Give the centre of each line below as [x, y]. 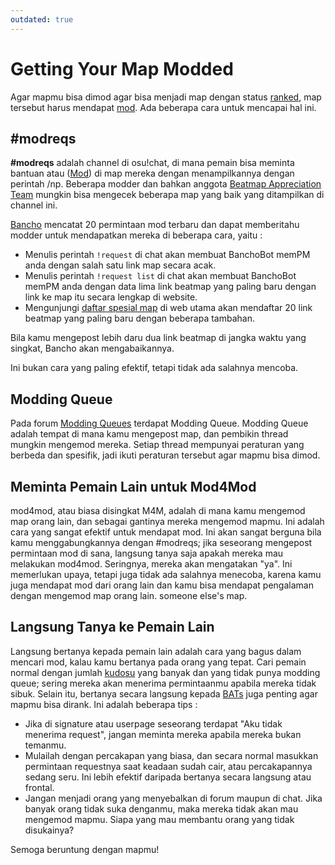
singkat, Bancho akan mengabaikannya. [92, 348]
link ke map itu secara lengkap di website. [111, 297]
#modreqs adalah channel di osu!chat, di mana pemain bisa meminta [152, 163]
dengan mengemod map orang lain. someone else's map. [129, 595]
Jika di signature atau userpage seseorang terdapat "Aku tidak [153, 723]
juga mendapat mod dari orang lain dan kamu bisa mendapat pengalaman [162, 585]
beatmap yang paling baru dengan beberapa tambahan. [139, 318]
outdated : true [42, 19]
